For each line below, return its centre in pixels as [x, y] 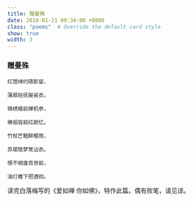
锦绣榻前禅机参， [28, 109]
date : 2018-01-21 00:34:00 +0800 [56, 20]
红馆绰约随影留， [28, 82]
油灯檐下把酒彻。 [28, 177]
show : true [23, 33]
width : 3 [20, 40]
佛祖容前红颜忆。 [28, 123]
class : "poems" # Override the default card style [84, 27]
